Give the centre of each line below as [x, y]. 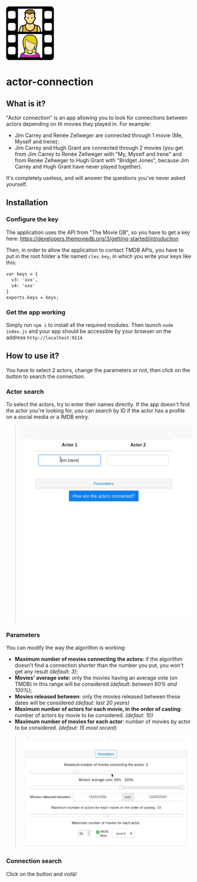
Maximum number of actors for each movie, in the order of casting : [98, 709]
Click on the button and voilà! [41, 874]
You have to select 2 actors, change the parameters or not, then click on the [98, 370]
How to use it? [33, 356]
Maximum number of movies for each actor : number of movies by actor [103, 721]
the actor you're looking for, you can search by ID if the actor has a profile [96, 411]
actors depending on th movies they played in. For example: [79, 124]
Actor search [25, 392]
